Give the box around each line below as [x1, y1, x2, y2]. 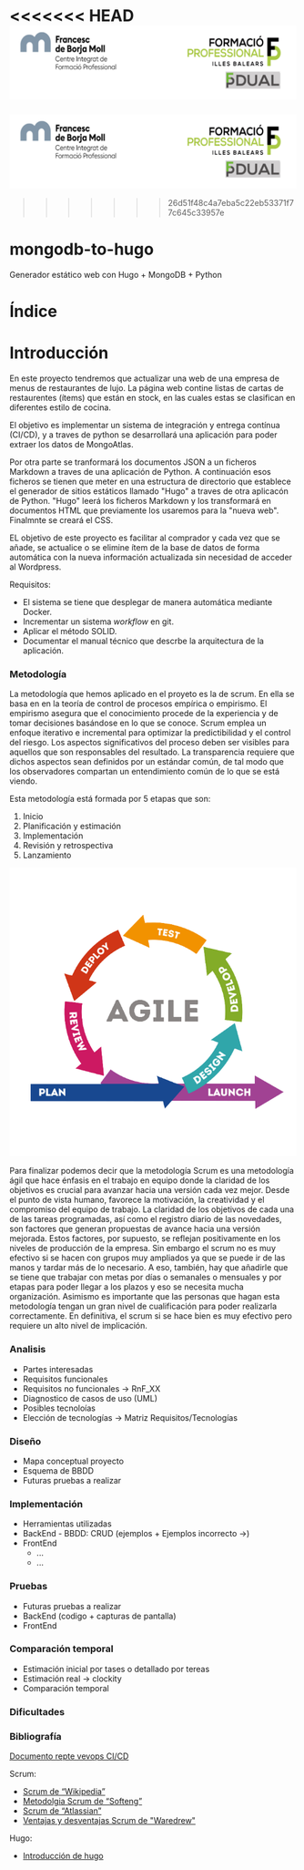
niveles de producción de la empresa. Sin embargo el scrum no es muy [9, 1243, 276, 1254]
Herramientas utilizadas [22, 1518, 112, 1529]
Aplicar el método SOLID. [22, 625, 117, 636]
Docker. [22, 606, 53, 617]
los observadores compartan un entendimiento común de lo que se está [9, 766, 280, 777]
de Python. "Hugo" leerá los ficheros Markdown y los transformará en [9, 495, 271, 506]
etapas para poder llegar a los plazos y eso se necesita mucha [9, 1281, 244, 1292]
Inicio [22, 811, 44, 822]
